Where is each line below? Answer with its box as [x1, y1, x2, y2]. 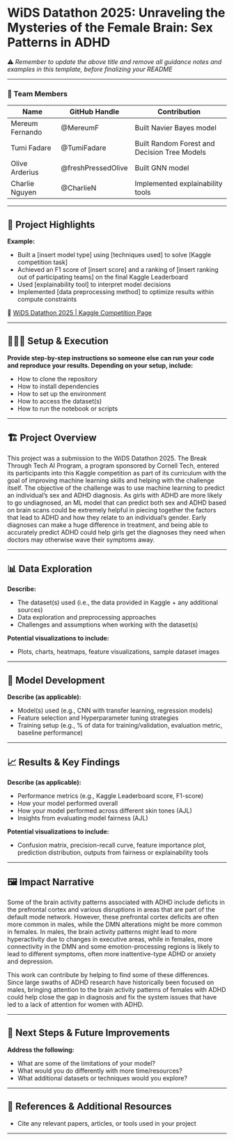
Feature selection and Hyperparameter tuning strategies [17, 714, 179, 722]
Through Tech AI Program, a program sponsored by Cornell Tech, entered [7, 461, 219, 470]
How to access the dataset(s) [17, 397, 102, 405]
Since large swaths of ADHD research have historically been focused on [7, 978, 214, 986]
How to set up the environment [17, 389, 107, 398]
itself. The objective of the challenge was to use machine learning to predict [7, 483, 225, 492]
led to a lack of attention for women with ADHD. [7, 1000, 144, 1009]
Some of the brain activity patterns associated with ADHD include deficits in [7, 898, 225, 906]
